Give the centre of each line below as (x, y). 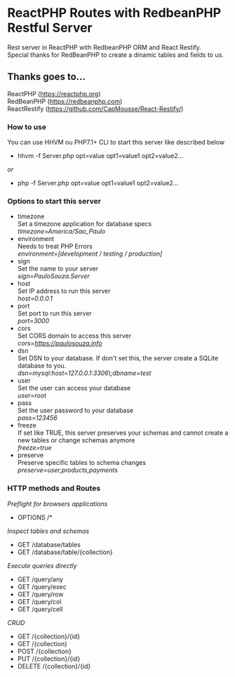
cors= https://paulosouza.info (60, 343)
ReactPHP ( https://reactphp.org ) (54, 93)
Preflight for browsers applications (58, 504)
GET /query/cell (40, 609)
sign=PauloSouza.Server (53, 276)
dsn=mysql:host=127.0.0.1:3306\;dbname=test (84, 373)
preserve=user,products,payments (67, 470)
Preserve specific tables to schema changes (81, 463)
